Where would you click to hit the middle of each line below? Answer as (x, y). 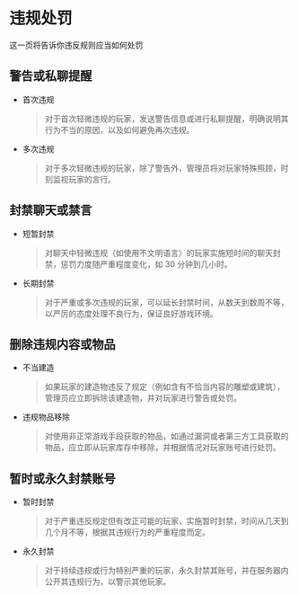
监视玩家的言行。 (84, 179)
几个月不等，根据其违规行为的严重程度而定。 (127, 532)
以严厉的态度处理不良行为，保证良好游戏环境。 (131, 313)
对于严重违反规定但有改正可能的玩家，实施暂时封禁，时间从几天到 (167, 521)
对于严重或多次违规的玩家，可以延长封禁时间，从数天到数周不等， (167, 302)
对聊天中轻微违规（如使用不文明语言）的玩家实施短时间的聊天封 (162, 253)
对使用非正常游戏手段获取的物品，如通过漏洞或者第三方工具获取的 (167, 436)
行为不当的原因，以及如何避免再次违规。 (119, 129)
